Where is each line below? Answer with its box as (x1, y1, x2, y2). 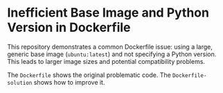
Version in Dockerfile (7, 19, 131, 35)
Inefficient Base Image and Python (7, 5, 210, 21)
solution (7, 79, 33, 86)
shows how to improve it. (33, 78, 105, 86)
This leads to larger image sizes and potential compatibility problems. (7, 57, 206, 65)
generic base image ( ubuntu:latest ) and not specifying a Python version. (7, 50, 217, 58)
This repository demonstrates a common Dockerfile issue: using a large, (7, 42, 213, 51)
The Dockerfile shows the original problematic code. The (7, 71, 171, 79)
